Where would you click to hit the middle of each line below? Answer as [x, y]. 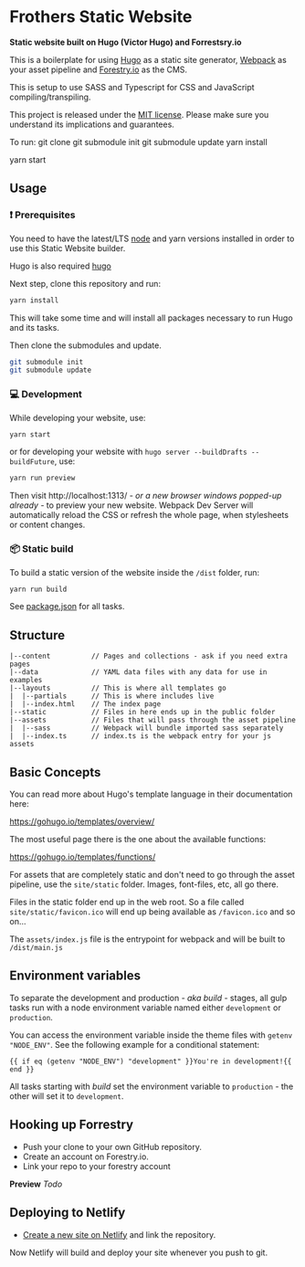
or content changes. [47, 525]
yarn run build [38, 589]
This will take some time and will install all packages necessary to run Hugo [152, 318]
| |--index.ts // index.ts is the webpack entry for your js [141, 736]
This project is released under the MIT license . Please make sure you [139, 114]
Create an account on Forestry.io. [85, 1156]
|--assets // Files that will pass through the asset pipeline [153, 720]
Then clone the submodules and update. [85, 345]
